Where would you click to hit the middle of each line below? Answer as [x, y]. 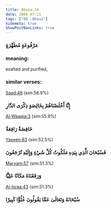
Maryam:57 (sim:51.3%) [30, 163]
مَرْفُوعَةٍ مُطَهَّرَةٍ [22, 45]
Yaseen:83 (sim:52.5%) [29, 140]
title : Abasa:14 [22, 10]
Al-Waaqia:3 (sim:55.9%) [31, 116]
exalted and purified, [27, 69]
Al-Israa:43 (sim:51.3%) [30, 187]
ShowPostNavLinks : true [30, 28]
